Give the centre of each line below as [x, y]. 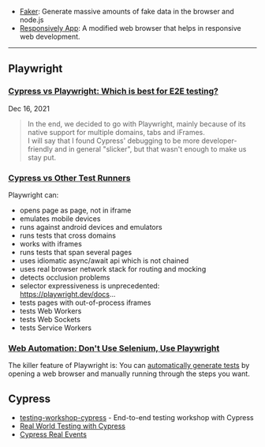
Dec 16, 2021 [29, 108]
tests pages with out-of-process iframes [85, 302]
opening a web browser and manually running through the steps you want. [129, 374]
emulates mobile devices [60, 218]
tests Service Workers [56, 328]
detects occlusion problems [65, 277]
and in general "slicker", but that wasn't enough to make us [151, 148]
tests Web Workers [50, 310]
